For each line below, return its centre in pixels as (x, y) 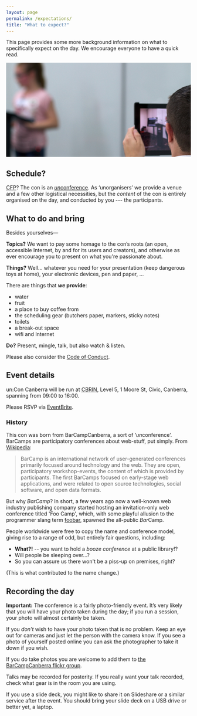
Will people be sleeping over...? (52, 555)
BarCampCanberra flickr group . (44, 665)
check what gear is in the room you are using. (61, 683)
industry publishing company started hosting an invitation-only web (88, 508)
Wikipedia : (19, 447)
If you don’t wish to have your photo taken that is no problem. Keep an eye (96, 629)
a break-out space (37, 328)
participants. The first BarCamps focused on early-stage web (94, 477)
